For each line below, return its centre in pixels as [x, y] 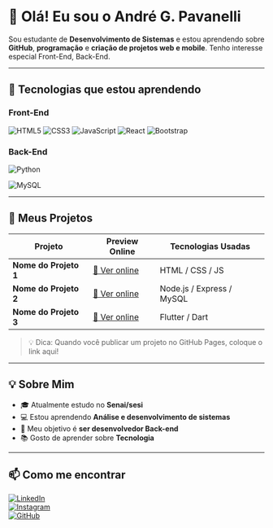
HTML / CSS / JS [192, 270]
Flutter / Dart [184, 316]
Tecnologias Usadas [210, 246]
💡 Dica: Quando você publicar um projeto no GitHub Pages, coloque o [145, 342]
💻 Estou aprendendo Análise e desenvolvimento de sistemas [125, 417]
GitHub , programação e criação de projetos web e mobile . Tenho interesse [136, 47]
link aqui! [43, 351]
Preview [122, 241]
